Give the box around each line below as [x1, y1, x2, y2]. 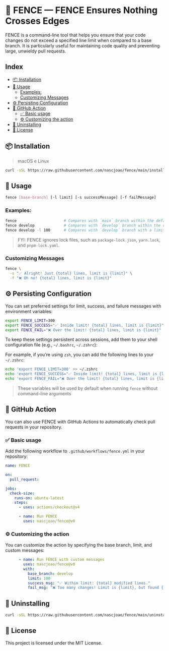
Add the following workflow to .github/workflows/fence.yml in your [5, 448, 145, 454]
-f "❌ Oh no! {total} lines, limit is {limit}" [10, 276, 112, 281]
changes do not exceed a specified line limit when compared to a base [5, 37, 152, 43]
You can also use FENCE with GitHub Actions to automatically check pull [5, 419, 155, 425]
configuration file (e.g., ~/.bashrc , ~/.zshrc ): [5, 342, 98, 348]
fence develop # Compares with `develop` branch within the [5, 223, 161, 228]
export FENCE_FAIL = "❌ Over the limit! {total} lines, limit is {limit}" [5, 327, 161, 332]
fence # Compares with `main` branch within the [5, 218, 154, 223]
